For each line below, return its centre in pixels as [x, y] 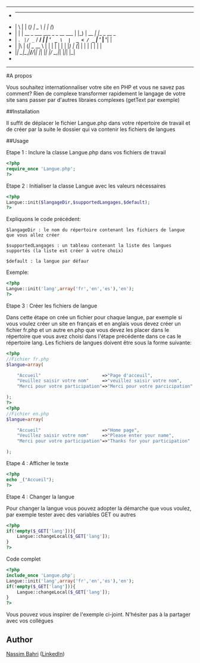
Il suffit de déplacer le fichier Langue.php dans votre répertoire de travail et [98, 123]
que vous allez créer [33, 235]
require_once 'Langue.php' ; [41, 169]
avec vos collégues [30, 621]
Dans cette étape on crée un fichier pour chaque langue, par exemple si [94, 317]
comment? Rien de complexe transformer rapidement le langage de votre [96, 94]
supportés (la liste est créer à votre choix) [65, 251]
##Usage [18, 141]
